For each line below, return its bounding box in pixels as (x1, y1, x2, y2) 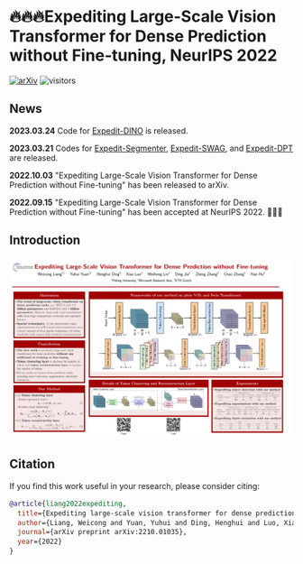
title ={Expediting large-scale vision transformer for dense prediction (17, 508, 297, 518)
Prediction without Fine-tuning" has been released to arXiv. (9, 179, 230, 190)
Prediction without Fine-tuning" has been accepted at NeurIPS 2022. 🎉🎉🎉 (9, 206, 283, 217)
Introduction (9, 233, 81, 248)
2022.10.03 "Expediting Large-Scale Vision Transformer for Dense (9, 170, 258, 180)
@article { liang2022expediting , (9, 499, 127, 508)
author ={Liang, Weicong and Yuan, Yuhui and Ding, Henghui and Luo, (17, 518, 280, 527)
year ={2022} (17, 537, 63, 547)
